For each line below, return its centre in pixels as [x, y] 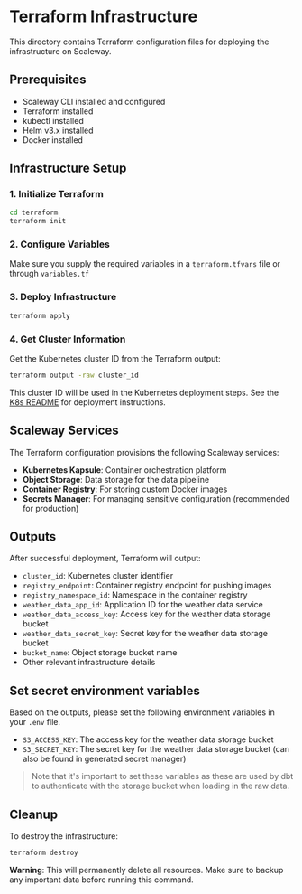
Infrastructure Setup [68, 169]
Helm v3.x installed [58, 130]
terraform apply [40, 315]
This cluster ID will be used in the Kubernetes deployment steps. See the [144, 392]
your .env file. [35, 722]
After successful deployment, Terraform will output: [105, 559]
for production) [50, 508]
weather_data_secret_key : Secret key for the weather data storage [145, 634]
